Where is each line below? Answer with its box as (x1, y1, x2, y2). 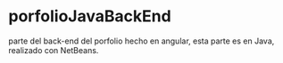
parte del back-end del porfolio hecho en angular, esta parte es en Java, (8, 35, 275, 46)
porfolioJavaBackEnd (8, 6, 171, 27)
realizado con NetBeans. (8, 44, 99, 55)
